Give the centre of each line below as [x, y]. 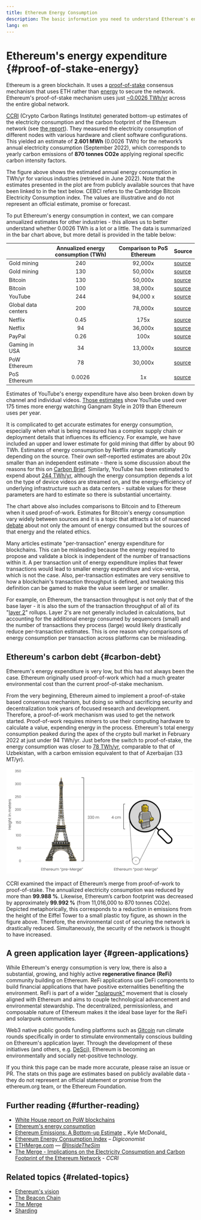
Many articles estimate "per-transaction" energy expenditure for [85, 544]
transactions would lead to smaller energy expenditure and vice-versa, [93, 569]
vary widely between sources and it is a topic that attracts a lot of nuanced [98, 519]
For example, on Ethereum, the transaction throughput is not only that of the [100, 599]
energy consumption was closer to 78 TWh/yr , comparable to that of [91, 747]
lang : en [17, 25]
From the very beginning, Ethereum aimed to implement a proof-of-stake [96, 696]
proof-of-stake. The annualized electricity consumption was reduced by [95, 890]
